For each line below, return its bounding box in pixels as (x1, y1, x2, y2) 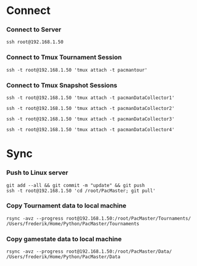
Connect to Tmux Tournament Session (6, 53, 122, 61)
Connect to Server (6, 26, 62, 34)
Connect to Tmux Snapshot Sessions (6, 81, 118, 89)
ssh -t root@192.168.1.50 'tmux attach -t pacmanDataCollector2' (6, 106, 175, 112)
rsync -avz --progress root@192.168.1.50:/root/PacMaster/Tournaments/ (6, 215, 191, 222)
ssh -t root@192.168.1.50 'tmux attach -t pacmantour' (6, 67, 148, 73)
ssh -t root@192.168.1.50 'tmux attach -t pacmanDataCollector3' (6, 116, 175, 122)
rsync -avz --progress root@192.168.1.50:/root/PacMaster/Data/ (6, 248, 172, 255)
